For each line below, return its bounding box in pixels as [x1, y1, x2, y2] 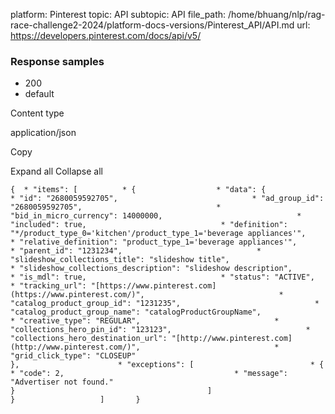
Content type [10, 107, 65, 119]
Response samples [10, 54, 105, 68]
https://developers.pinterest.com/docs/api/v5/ [10, 30, 202, 41]
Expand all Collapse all [10, 165, 103, 178]
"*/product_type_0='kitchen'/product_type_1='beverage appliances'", [10, 229, 307, 239]
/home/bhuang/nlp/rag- [228, 9, 326, 20]
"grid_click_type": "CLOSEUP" [10, 351, 137, 361]
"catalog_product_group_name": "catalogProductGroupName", [10, 307, 262, 318]
